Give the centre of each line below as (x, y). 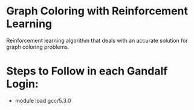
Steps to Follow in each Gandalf (87, 71)
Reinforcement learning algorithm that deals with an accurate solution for (97, 40)
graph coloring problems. (38, 47)
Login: (23, 84)
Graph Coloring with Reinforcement (97, 11)
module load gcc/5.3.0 (43, 100)
